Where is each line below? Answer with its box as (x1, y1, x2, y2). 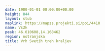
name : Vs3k (5, 25, 28, 30)
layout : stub (5, 16, 32, 21)
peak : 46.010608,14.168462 (5, 30, 61, 34)
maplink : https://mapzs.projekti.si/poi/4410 (5, 20, 100, 26)
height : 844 (5, 12, 30, 17)
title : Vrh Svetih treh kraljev (5, 39, 71, 44)
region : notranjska (5, 34, 45, 39)
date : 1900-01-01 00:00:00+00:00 (5, 7, 74, 12)
